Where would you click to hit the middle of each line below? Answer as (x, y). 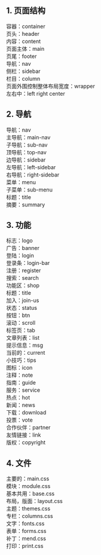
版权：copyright (26, 443)
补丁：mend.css (26, 539)
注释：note (20, 375)
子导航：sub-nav (27, 145)
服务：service (23, 390)
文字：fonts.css (25, 524)
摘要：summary (26, 205)
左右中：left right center (36, 93)
